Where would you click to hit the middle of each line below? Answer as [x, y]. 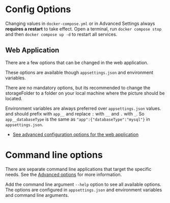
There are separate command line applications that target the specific [78, 169]
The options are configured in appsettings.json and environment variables [84, 190]
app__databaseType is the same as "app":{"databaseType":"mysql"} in [78, 119]
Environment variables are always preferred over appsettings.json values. [83, 108]
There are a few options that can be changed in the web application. [77, 63]
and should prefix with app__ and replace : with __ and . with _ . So [75, 113]
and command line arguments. [37, 195]
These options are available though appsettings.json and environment [79, 72]
